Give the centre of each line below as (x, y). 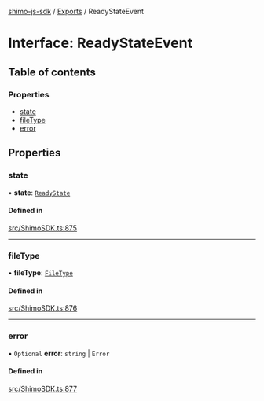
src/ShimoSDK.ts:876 (43, 308)
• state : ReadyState (39, 193)
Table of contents (52, 72)
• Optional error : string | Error (59, 353)
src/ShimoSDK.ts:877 (42, 388)
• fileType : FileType (40, 273)
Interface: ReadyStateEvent (101, 43)
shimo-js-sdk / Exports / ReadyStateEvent (76, 11)
